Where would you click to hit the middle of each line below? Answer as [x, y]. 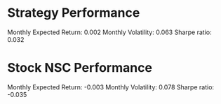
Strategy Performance [74, 13]
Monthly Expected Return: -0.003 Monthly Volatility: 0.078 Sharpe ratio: [111, 87]
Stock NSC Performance [80, 68]
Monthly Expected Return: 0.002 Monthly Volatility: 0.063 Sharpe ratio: [109, 32]
